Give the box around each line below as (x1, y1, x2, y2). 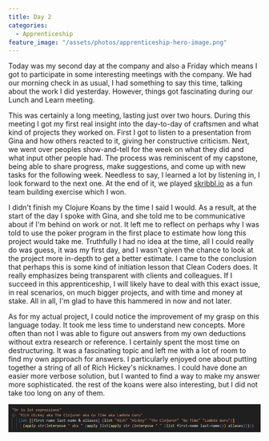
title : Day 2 (8, 13, 52, 21)
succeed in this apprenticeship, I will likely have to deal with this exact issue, (8, 279, 260, 289)
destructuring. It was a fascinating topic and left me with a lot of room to (8, 346, 247, 355)
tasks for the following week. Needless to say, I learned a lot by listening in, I (8, 170, 260, 180)
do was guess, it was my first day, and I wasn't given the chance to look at (8, 245, 254, 255)
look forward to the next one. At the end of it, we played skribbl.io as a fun (8, 178, 253, 188)
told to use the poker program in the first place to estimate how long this (8, 228, 247, 238)
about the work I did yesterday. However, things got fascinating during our (8, 86, 254, 96)
